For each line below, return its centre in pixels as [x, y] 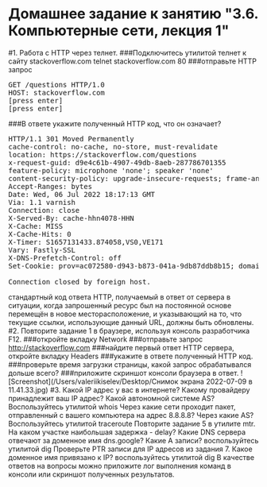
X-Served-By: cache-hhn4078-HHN [71, 218]
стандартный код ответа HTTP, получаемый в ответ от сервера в [120, 297]
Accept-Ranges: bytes [50, 186]
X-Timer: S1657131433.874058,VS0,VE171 [86, 242]
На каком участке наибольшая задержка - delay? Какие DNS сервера [127, 432]
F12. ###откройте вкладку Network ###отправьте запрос [106, 339]
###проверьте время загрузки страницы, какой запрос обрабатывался [130, 364]
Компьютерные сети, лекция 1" [119, 31]
